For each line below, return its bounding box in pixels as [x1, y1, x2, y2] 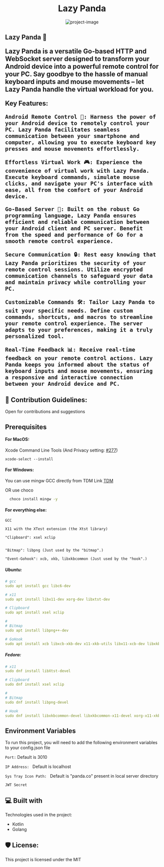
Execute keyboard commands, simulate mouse [5, 174, 140, 181]
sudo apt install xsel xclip [5, 610, 64, 615]
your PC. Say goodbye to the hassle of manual [5, 70, 148, 79]
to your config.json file [5, 745, 50, 751]
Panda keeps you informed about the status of [5, 361, 150, 368]
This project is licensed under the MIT [5, 856, 82, 862]
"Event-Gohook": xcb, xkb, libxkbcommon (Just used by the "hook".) [5, 556, 147, 561]
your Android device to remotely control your [5, 120, 150, 127]
